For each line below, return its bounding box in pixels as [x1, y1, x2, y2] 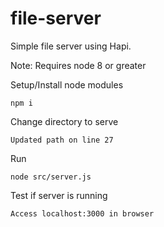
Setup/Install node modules [10, 78, 124, 91]
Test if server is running [10, 189, 108, 201]
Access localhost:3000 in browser [10, 208, 155, 219]
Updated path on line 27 [10, 135, 114, 145]
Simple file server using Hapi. [10, 40, 132, 52]
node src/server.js [10, 172, 92, 182]
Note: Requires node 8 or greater [10, 59, 147, 71]
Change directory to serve [10, 115, 119, 127]
